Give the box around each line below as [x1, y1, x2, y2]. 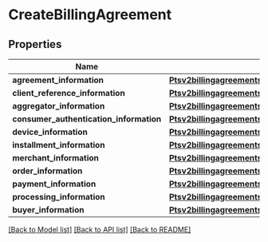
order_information [12, 165, 83, 177]
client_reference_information [12, 88, 125, 98]
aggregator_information [12, 101, 105, 111]
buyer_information [12, 204, 85, 215]
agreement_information [12, 74, 104, 85]
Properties [8, 38, 62, 51]
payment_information [12, 178, 97, 189]
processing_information [12, 192, 105, 202]
